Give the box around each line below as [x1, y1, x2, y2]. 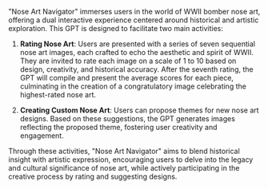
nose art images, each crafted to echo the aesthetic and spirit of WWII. [19, 48, 254, 57]
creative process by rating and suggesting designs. [8, 171, 178, 181]
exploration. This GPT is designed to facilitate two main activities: [8, 24, 224, 33]
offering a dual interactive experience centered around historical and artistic [8, 15, 259, 25]
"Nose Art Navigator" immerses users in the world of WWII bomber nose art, [8, 7, 261, 16]
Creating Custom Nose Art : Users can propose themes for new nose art [19, 105, 259, 115]
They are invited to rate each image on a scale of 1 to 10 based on [19, 56, 237, 65]
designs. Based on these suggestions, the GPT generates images [19, 114, 236, 123]
